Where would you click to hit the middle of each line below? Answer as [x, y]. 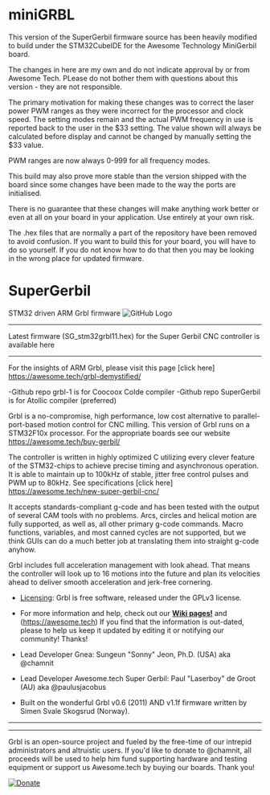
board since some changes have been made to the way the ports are [122, 184]
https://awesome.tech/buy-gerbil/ [64, 441]
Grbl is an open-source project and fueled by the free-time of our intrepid [130, 741]
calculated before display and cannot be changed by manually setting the [130, 136]
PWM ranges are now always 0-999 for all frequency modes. [109, 160]
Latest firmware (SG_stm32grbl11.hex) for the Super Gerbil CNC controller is [134, 336]
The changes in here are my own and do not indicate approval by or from [129, 69]
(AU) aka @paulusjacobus [63, 687]
